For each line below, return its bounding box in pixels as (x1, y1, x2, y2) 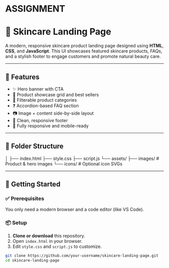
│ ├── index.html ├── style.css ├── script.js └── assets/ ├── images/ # (5, 155, 159, 161)
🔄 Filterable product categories (12, 97, 77, 103)
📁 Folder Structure (5, 142, 64, 151)
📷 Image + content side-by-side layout (12, 110, 94, 116)
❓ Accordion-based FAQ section (12, 103, 79, 109)
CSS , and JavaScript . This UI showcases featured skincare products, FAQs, (5, 48, 162, 54)
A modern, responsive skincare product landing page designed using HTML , (5, 43, 164, 49)
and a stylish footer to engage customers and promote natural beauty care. (5, 53, 161, 59)
